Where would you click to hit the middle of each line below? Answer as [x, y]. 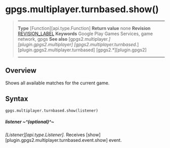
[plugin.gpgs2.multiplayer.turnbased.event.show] [56, 140]
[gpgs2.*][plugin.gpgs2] [121, 50]
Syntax [17, 99]
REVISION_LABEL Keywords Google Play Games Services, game [85, 34]
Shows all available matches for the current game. [57, 83]
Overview [21, 70]
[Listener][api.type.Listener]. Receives [45, 135]
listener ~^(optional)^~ [30, 122]
